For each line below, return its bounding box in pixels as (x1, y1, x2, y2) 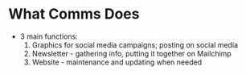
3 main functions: (19, 31, 78, 41)
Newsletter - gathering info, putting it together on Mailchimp (31, 48, 232, 58)
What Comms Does (8, 5, 140, 23)
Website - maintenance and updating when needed (31, 57, 203, 67)
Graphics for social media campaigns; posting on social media (31, 40, 239, 49)
